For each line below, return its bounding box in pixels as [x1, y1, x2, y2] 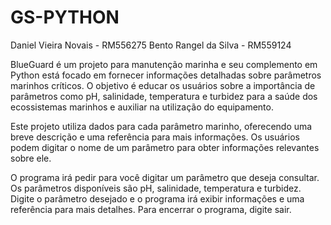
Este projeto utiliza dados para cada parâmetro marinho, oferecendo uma [10, 120, 313, 132]
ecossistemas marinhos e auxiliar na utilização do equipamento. [10, 101, 274, 113]
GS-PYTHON [10, 6, 120, 29]
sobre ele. [10, 152, 52, 164]
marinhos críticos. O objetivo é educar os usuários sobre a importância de [10, 79, 316, 91]
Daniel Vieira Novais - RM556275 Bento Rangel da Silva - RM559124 [10, 39, 292, 51]
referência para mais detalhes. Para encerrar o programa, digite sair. [10, 203, 292, 215]
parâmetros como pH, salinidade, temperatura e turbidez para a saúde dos [10, 90, 318, 102]
